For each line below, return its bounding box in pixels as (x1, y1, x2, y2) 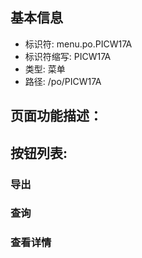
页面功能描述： (10, 108, 103, 125)
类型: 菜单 (24, 63, 66, 75)
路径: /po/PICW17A (24, 75, 102, 87)
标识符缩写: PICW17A (24, 50, 112, 62)
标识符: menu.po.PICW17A (24, 38, 133, 50)
